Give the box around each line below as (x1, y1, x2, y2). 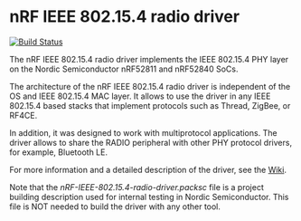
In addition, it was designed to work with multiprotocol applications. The (9, 127, 277, 138)
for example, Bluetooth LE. (9, 147, 108, 158)
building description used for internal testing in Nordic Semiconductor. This (9, 191, 289, 202)
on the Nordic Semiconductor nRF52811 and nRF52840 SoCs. (9, 63, 239, 74)
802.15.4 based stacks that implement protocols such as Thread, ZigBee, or (9, 100, 291, 110)
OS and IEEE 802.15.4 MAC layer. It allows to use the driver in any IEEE (9, 91, 271, 101)
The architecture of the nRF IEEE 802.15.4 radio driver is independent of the (9, 81, 291, 91)
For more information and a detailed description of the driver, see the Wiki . (9, 164, 287, 175)
